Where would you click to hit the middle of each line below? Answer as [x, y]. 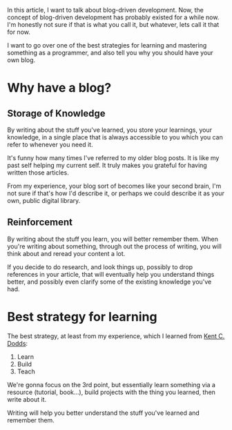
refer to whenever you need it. [50, 145]
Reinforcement [40, 223]
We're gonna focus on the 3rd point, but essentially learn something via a [112, 384]
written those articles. [38, 173]
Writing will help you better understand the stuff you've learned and [104, 413]
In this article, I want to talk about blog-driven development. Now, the [105, 10]
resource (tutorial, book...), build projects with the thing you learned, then [112, 392]
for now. [19, 32]
